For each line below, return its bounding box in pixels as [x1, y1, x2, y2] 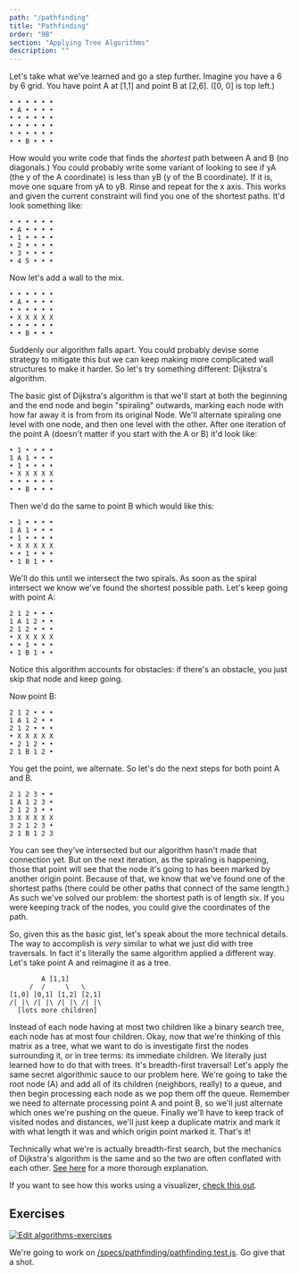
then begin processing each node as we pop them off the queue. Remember [9, 1089, 290, 1099]
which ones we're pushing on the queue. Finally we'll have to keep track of [9, 1107, 284, 1118]
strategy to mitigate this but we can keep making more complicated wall [9, 355, 274, 365]
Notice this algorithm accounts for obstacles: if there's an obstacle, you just [9, 664, 287, 675]
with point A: [9, 592, 56, 603]
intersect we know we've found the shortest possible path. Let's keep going [9, 583, 288, 594]
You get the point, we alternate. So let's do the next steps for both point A [9, 763, 280, 774]
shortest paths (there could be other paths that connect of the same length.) [9, 883, 290, 894]
